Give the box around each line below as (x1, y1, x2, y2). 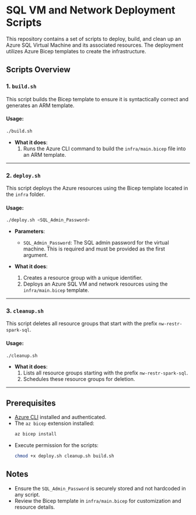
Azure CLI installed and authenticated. (14, 414, 107, 421)
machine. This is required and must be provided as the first (23, 245, 165, 252)
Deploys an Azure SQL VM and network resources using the (23, 280, 168, 287)
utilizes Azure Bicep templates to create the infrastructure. (6, 47, 146, 54)
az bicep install (14, 431, 57, 437)
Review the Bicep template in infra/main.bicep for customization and (14, 497, 181, 504)
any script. (14, 491, 40, 498)
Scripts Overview (6, 65, 71, 75)
